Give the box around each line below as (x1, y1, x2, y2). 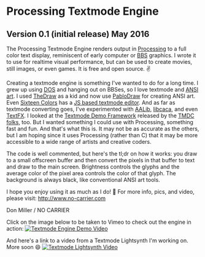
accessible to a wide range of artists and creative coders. (6, 138, 152, 145)
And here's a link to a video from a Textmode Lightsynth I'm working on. (6, 237, 188, 244)
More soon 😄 (6, 243, 41, 250)
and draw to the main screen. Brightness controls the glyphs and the (6, 163, 180, 170)
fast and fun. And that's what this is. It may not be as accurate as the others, (6, 125, 199, 132)
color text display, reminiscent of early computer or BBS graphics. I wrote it (6, 52, 196, 59)
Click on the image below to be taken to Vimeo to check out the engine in (6, 218, 191, 226)
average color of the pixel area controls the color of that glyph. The (6, 170, 176, 176)
